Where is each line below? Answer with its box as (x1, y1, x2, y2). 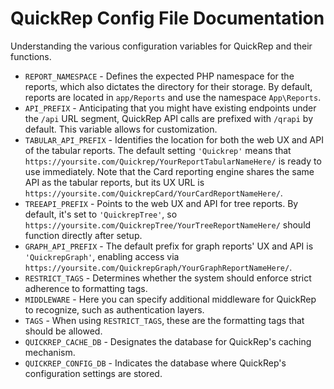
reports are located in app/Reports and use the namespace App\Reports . (24, 91, 322, 103)
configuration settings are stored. (24, 367, 163, 379)
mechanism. (24, 346, 76, 358)
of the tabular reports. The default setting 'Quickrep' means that (24, 144, 292, 156)
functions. (10, 50, 52, 62)
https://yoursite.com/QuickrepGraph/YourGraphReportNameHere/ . (24, 261, 293, 273)
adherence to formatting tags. (24, 282, 148, 294)
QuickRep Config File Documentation (10, 7, 325, 30)
